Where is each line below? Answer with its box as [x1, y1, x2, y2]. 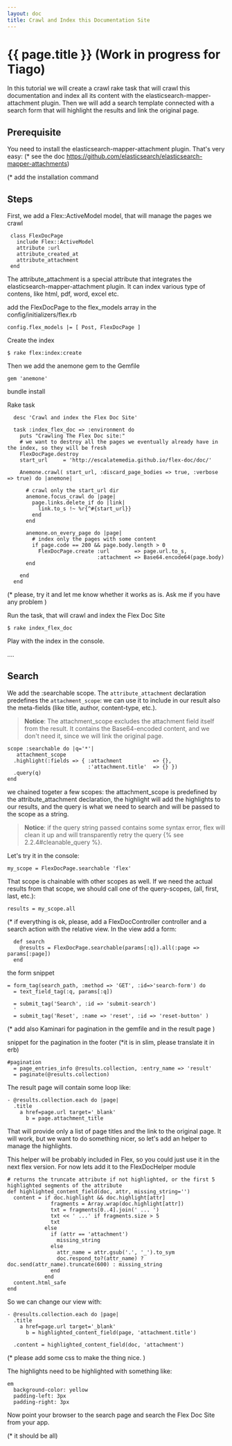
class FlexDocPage [10, 233, 64, 239]
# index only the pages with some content [32, 536, 157, 543]
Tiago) [7, 61, 46, 77]
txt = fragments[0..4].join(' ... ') [51, 1206, 159, 1213]
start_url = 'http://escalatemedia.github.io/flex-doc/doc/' [19, 457, 213, 464]
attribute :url [16, 244, 60, 252]
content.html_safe [13, 1279, 67, 1286]
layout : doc [7, 10, 42, 17]
